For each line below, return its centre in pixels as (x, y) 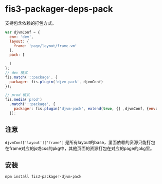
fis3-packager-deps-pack (59, 9)
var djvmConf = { (23, 32)
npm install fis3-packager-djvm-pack (43, 177)
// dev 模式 (16, 73)
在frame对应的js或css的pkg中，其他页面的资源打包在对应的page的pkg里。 (80, 148)
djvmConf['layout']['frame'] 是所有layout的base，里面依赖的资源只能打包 (80, 142)
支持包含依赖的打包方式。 (31, 23)
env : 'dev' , (22, 37)
